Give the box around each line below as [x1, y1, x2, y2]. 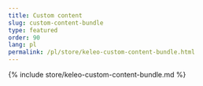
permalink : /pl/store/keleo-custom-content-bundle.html [8, 48, 195, 56]
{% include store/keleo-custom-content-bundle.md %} [8, 70, 186, 79]
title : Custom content [8, 11, 83, 20]
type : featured [8, 26, 58, 34]
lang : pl [8, 41, 37, 49]
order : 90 [8, 33, 41, 42]
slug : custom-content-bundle [8, 19, 104, 27]
